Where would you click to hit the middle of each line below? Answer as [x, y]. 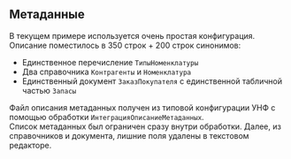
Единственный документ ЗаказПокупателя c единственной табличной [152, 81]
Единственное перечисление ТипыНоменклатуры [110, 62]
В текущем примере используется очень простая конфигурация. [132, 35]
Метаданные [47, 15]
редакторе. [31, 145]
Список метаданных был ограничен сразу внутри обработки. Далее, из [145, 126]
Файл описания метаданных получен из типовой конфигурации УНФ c [142, 107]
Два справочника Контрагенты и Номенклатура [107, 72]
